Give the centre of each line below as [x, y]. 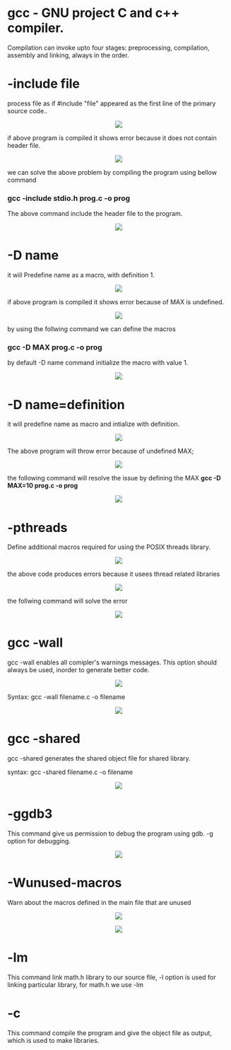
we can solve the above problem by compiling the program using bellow [112, 172]
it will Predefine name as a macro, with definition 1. [81, 275]
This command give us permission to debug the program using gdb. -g [110, 833]
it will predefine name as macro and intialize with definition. [94, 424]
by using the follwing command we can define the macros [92, 329]
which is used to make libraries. [53, 1040]
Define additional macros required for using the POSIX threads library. [109, 547]
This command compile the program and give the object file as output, [109, 1033]
